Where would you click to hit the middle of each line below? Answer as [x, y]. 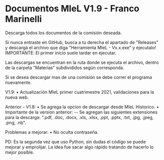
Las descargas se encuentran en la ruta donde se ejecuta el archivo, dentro [82, 62]
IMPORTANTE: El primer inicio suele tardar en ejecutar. [61, 53]
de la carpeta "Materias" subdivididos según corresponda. [65, 68]
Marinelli [23, 19]
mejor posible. [20, 152]
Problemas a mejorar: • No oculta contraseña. [52, 132]
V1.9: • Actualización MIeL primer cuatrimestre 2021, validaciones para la [80, 92]
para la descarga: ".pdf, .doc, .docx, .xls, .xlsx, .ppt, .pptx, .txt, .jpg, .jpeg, [80, 117]
